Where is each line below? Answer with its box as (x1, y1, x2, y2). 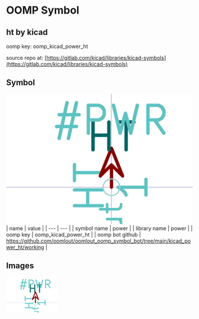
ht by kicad (6, 27, 49, 37)
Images (6, 261, 34, 271)
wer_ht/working (6, 243, 44, 250)
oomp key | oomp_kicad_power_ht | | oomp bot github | (6, 231, 141, 238)
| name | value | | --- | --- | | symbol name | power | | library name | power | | (6, 224, 193, 231)
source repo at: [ (6, 54, 47, 61)
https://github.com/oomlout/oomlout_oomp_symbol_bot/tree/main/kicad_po (6, 237, 191, 244)
